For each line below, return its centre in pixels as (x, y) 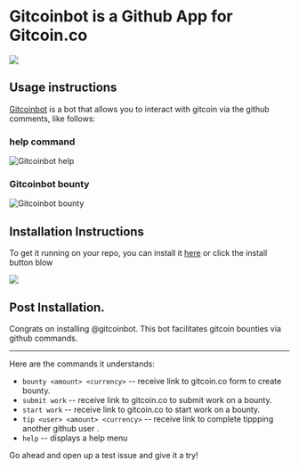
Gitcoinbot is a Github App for (121, 16)
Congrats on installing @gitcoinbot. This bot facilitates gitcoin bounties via (145, 328)
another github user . (61, 428)
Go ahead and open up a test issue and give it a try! (104, 455)
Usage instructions (63, 88)
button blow (31, 263)
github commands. (44, 338)
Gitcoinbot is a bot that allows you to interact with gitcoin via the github (139, 109)
